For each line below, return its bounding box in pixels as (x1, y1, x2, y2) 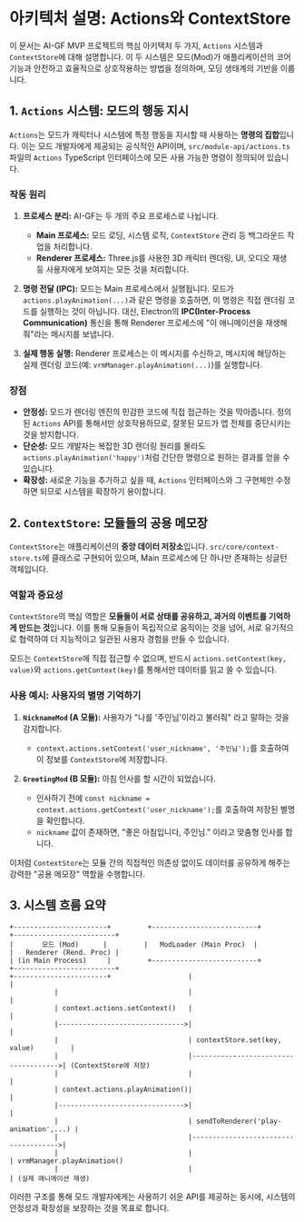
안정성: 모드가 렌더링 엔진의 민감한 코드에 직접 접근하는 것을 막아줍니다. (22, 406, 275, 418)
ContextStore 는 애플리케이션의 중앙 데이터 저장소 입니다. (9, 541, 209, 552)
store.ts (9, 554, 43, 563)
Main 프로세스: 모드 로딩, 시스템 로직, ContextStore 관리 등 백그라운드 (35, 230, 286, 241)
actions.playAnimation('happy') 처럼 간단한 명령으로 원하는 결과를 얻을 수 (22, 452, 290, 463)
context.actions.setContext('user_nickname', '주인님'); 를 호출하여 (35, 742, 289, 753)
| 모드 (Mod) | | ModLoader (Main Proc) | (9, 939, 259, 949)
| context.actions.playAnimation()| (54, 1085, 193, 1094)
